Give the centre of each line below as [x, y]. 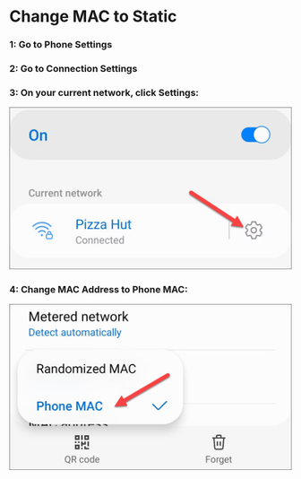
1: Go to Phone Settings [61, 45]
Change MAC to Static [93, 17]
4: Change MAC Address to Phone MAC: [99, 289]
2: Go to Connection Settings [73, 69]
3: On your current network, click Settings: [104, 92]
